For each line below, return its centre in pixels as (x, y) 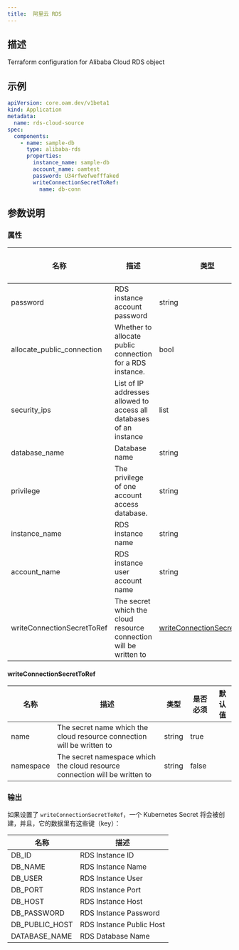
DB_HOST (28, 901)
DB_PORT (27, 890)
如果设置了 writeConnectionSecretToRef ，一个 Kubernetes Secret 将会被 (113, 814)
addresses (132, 392)
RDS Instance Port (110, 890)
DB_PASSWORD (38, 913)
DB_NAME (28, 867)
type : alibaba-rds (53, 149)
